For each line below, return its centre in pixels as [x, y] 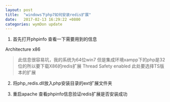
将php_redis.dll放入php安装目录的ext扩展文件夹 [62, 83]
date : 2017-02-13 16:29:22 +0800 [43, 19]
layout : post [19, 10]
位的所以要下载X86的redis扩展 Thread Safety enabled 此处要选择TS [89, 66]
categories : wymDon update [34, 24]
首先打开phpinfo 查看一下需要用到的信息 [55, 39]
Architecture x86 [23, 49]
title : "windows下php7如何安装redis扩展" [48, 15]
